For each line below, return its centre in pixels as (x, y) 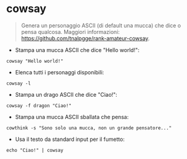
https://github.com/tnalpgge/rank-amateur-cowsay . (85, 38)
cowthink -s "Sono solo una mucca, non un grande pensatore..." (89, 128)
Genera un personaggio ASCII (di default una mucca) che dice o (101, 25)
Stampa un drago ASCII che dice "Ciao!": (66, 94)
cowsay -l (19, 83)
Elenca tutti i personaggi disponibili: (59, 72)
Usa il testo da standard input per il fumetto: (70, 139)
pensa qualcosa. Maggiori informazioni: (70, 31)
